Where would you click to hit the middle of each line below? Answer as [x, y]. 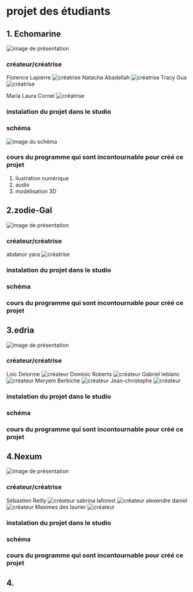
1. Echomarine [34, 34]
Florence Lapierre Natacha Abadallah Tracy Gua [97, 78]
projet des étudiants [59, 11]
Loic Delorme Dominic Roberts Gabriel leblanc [93, 374]
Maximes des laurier [61, 507]
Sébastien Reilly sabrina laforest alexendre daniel [97, 500]
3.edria [20, 330]
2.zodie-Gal [29, 210]
